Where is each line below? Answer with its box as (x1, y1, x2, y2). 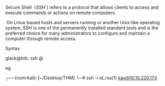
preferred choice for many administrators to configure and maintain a (5, 30, 150, 36)
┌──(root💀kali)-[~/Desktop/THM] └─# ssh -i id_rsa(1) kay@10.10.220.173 (5, 75, 157, 80)
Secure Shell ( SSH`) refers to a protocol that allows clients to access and (5, 5, 159, 10)
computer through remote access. (5, 35, 77, 41)
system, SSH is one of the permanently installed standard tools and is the (5, 25, 159, 31)
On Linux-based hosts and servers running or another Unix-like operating (6, 20, 160, 25)
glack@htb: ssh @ (5, 55, 43, 61)
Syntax (5, 46, 20, 51)
